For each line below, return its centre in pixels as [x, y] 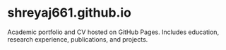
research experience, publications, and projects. [78, 39]
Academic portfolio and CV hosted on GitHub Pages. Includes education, [113, 32]
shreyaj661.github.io [70, 13]
